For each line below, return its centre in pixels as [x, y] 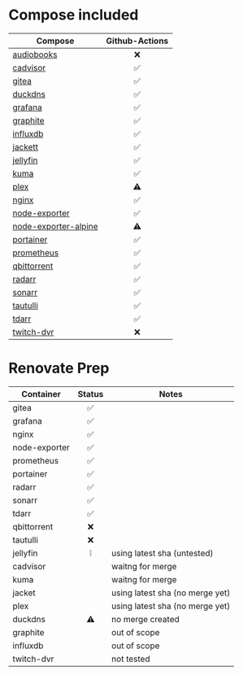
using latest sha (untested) [162, 553]
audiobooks [35, 54]
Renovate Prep [59, 368]
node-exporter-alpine [56, 226]
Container [41, 394]
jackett [26, 146]
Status [91, 394]
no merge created [145, 619]
